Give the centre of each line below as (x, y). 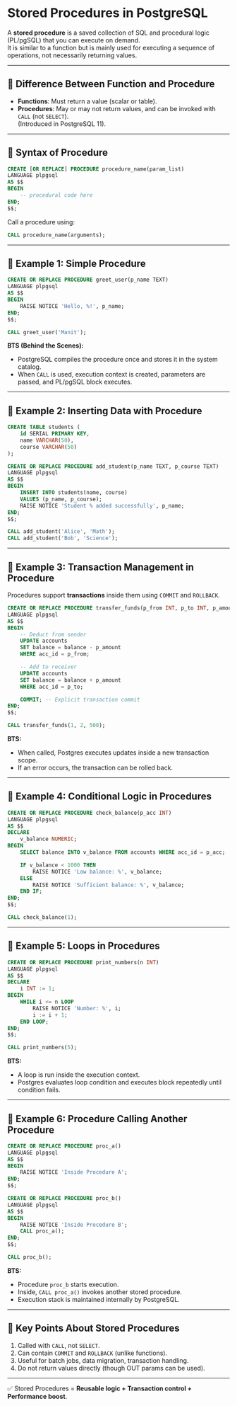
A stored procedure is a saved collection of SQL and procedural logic (109, 33)
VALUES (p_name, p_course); (61, 499)
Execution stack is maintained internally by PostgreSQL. (98, 1299)
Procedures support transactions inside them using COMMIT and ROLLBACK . (114, 595)
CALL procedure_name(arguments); (56, 235)
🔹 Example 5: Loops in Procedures (84, 946)
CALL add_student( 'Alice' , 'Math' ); (61, 532)
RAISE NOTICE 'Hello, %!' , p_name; (72, 306)
